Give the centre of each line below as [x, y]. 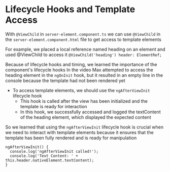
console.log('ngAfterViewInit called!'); [54, 151]
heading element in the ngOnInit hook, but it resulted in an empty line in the [84, 75]
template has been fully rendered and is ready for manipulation [71, 138]
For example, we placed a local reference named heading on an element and [86, 49]
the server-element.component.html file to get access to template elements [83, 39]
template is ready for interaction [54, 106]
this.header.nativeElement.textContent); [50, 160]
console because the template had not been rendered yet [65, 80]
